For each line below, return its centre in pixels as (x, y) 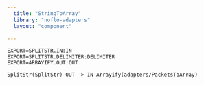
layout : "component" (43, 26)
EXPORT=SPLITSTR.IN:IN (39, 51)
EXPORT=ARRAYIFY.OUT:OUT (43, 63)
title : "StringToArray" (47, 13)
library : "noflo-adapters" (52, 20)
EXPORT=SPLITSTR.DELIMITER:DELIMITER (61, 57)
